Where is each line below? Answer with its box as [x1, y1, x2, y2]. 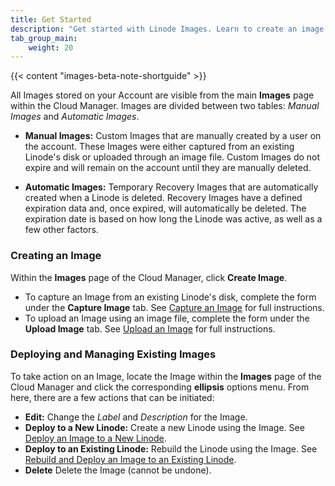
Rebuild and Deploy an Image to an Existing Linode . [24, 453, 237, 465]
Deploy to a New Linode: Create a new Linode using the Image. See [24, 421, 305, 433]
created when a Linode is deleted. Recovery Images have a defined [24, 192, 303, 204]
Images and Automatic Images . [10, 111, 140, 123]
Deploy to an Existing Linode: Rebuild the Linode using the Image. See [24, 442, 318, 455]
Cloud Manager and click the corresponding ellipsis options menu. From [10, 381, 310, 393]
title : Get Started [10, 14, 92, 25]
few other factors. [24, 224, 99, 236]
